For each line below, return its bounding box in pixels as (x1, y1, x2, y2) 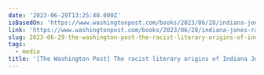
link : (8, 26, 26, 34)
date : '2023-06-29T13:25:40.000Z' (8, 11, 122, 20)
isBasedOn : (8, 19, 44, 27)
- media (15, 48, 41, 55)
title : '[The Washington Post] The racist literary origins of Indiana (8, 55, 247, 63)
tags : (8, 41, 26, 48)
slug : (8, 33, 26, 41)
